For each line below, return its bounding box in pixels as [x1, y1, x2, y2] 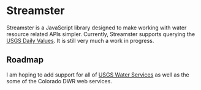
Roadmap [6, 54, 44, 65]
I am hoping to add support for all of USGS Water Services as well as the [6, 71, 189, 78]
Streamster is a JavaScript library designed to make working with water [6, 24, 187, 31]
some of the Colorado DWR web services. [6, 77, 112, 84]
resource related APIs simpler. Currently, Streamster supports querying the [6, 30, 195, 37]
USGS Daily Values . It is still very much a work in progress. [6, 37, 154, 44]
